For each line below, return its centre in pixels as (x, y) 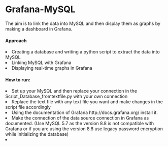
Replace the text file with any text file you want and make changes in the (88, 102)
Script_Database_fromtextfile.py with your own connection (66, 96)
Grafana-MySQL (41, 9)
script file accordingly (28, 107)
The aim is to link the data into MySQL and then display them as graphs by (83, 23)
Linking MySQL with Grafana (42, 63)
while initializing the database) (37, 134)
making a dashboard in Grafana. (39, 28)
